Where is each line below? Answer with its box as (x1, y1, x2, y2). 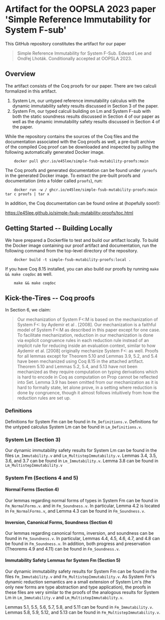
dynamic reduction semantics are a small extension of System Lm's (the (5, 579, 151, 585)
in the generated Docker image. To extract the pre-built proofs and (5, 172, 140, 178)
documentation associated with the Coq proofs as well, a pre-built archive (5, 138, 155, 144)
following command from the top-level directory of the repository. (5, 247, 138, 253)
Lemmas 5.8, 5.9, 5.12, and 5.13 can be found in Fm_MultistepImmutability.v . (5, 609, 161, 615)
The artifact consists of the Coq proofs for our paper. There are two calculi (5, 83, 157, 89)
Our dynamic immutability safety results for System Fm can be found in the (5, 568, 157, 574)
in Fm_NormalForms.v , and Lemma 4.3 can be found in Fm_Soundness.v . (5, 508, 145, 514)
